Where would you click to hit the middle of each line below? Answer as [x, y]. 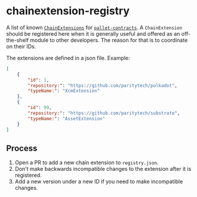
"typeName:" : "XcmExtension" [64, 91]
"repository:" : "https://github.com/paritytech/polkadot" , [103, 85]
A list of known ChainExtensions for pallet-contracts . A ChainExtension [94, 27]
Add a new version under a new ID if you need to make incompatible [99, 182]
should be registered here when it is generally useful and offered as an [93, 33]
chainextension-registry [68, 11]
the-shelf [17, 40]
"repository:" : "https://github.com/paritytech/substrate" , [104, 113]
